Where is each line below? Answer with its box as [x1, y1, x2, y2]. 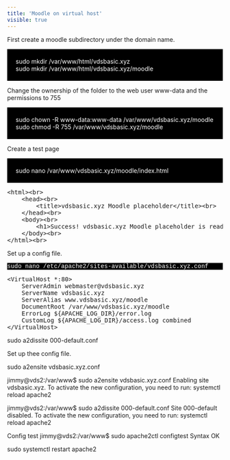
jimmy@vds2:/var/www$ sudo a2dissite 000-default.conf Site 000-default [7, 404, 218, 412]
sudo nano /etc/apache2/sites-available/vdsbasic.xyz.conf [7, 262, 209, 270]
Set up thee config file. [7, 349, 72, 357]
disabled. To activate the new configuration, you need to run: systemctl [7, 411, 207, 419]
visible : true [7, 16, 48, 23]
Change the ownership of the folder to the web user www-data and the [7, 86, 208, 95]
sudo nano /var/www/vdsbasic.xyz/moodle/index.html [16, 166, 169, 175]
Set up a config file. [7, 249, 63, 257]
